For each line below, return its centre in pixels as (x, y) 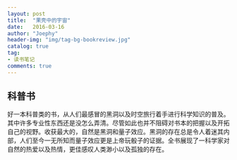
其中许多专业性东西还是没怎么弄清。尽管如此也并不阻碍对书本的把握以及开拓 (119, 123)
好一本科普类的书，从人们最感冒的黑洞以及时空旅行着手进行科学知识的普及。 (119, 114)
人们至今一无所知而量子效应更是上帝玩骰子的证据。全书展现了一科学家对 (124, 140)
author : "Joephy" (33, 33)
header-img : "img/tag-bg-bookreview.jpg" (69, 40)
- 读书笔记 (21, 60)
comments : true (30, 66)
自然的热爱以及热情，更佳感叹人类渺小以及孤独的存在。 (87, 149)
